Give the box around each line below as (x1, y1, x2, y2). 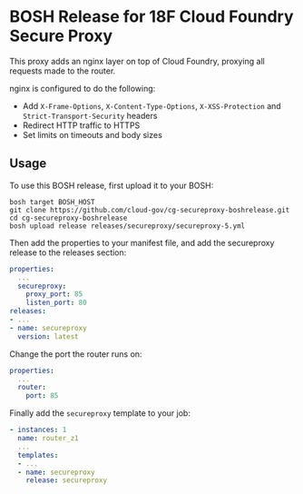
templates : (17, 450, 59, 459)
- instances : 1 (9, 425, 67, 435)
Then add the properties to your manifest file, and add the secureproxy (9, 237, 275, 248)
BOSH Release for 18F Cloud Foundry (9, 6, 294, 27)
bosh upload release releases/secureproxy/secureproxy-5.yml (9, 221, 246, 231)
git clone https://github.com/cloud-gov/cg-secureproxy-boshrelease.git (9, 205, 290, 214)
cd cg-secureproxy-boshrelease (9, 213, 128, 222)
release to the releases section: (9, 247, 127, 258)
